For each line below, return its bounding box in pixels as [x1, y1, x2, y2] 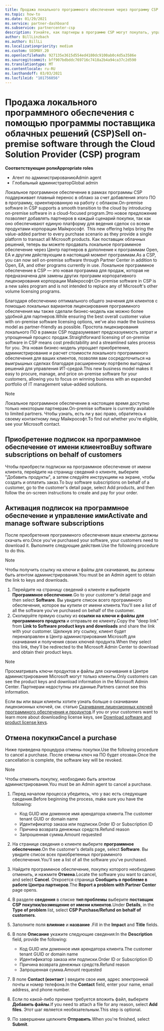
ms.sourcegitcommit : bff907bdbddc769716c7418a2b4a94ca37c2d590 [5, 57, 137, 62]
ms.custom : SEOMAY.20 [5, 48, 49, 53]
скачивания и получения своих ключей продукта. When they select [12, 639, 151, 645]
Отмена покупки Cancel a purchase [5, 734, 117, 742]
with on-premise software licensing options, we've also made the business [5, 318, 155, 324]
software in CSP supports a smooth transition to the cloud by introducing [5, 205, 152, 211]
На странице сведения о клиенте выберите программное [12, 841, 134, 847]
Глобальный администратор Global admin [12, 180, 99, 185]
